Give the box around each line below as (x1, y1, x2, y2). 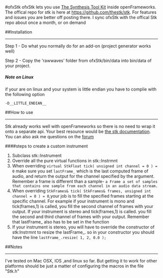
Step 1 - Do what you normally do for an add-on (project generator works (5, 43, 151, 49)
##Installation (5, 29, 33, 35)
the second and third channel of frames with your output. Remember (12, 214, 149, 220)
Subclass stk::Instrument (12, 152, 62, 158)
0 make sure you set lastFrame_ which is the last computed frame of (12, 168, 149, 174)
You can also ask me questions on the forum (5, 133, 94, 139)
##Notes (5, 243, 23, 250)
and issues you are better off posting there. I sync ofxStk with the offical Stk (5, 15, 157, 20)
